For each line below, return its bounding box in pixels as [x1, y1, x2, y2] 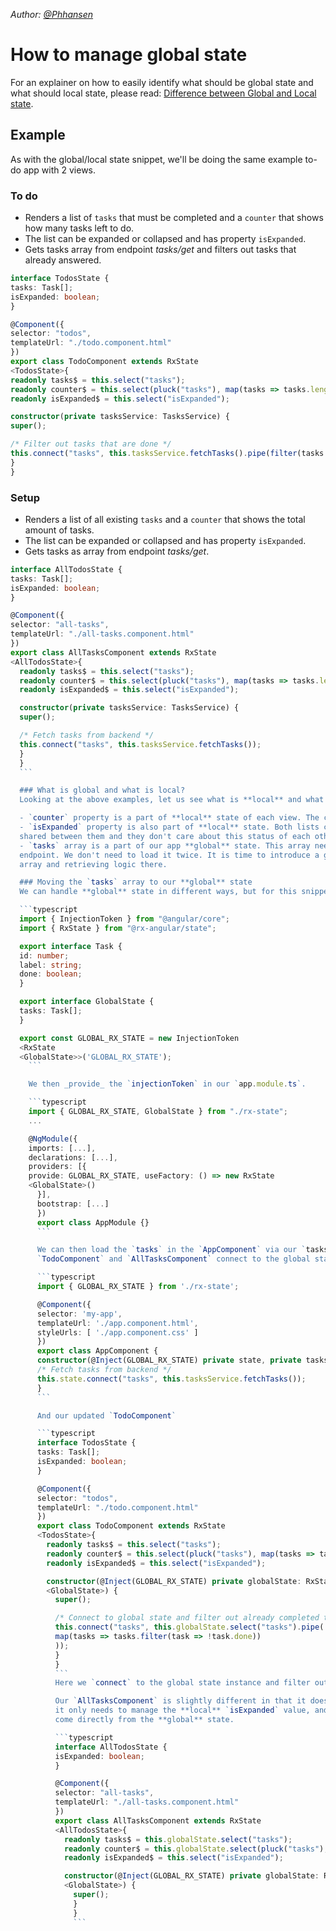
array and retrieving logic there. [19, 859, 168, 869]
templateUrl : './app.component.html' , [36, 1318, 199, 1328]
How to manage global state [10, 44, 248, 66]
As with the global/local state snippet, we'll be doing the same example [10, 153, 303, 165]
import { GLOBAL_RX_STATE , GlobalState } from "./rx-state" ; [28, 1107, 288, 1117]
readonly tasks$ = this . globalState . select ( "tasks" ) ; [63, 1834, 293, 1844]
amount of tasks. [24, 524, 95, 536]
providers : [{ [28, 1162, 87, 1172]
